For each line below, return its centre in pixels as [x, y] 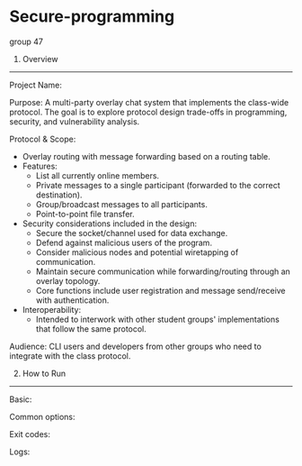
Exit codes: [30, 434]
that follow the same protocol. [91, 329]
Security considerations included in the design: [110, 224]
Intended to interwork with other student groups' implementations [158, 319]
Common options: [42, 416]
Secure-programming [92, 17]
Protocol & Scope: [43, 139]
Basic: [21, 399]
